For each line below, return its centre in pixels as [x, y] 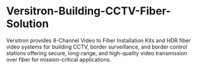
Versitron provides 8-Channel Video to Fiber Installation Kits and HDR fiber [98, 40]
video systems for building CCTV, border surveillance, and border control [97, 47]
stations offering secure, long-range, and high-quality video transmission [97, 53]
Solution [28, 24]
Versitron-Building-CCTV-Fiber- [89, 11]
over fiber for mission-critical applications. [59, 59]
